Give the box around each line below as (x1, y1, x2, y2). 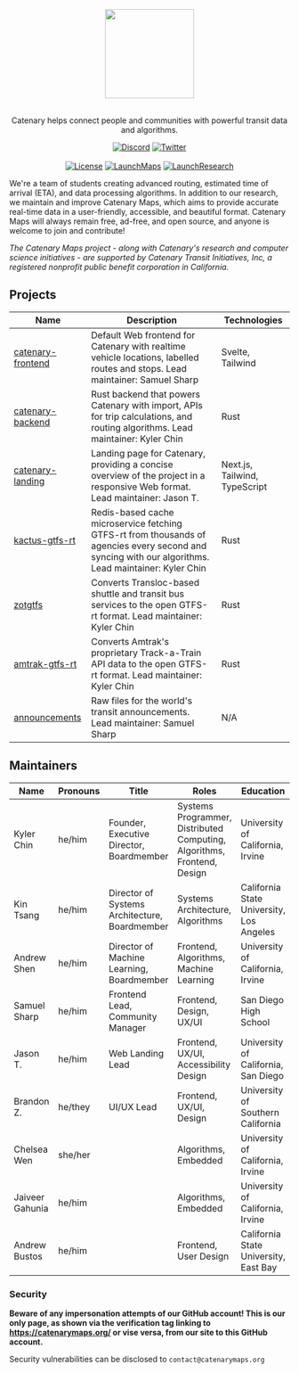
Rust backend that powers (91, 388, 201, 400)
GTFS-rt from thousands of (91, 528, 206, 540)
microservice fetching (91, 517, 182, 530)
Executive (108, 827, 149, 840)
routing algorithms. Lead (91, 421, 193, 433)
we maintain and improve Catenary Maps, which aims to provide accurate (9, 197, 279, 208)
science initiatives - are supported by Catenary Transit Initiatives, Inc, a (9, 252, 273, 262)
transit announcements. (91, 705, 190, 718)
